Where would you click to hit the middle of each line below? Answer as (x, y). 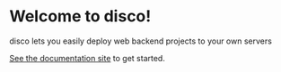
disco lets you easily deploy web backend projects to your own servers (140, 41)
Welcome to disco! (80, 16)
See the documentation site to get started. (88, 58)
